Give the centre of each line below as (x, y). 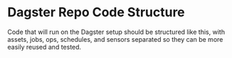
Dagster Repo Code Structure (96, 12)
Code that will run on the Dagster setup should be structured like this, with (116, 32)
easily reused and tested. (44, 47)
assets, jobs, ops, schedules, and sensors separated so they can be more (115, 39)
